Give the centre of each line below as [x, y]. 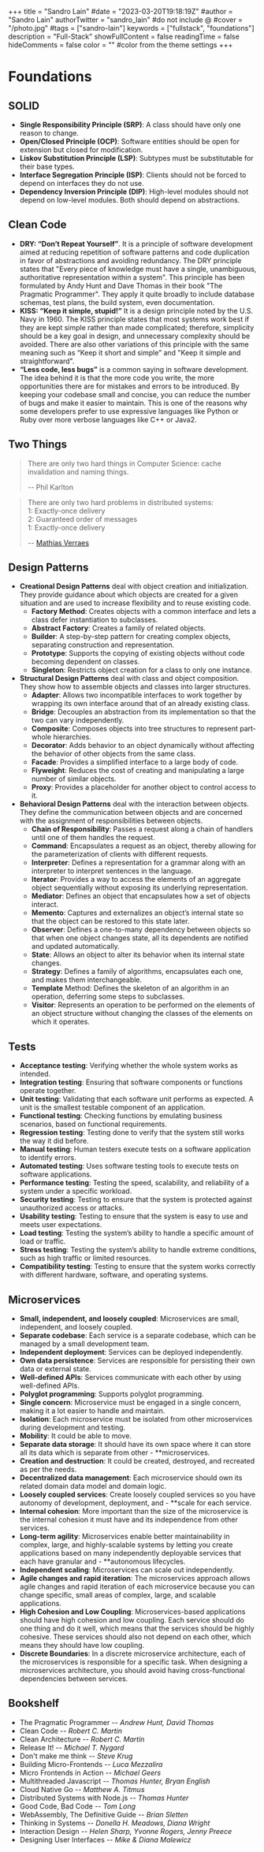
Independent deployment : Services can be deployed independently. [131, 1352]
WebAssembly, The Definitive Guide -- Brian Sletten [104, 1814]
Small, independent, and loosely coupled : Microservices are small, [129, 1318]
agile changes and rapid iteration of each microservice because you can [137, 1586]
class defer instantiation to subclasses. [95, 620]
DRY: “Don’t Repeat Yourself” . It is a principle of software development [136, 244]
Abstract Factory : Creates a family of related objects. [119, 628]
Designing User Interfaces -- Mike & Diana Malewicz [105, 1839]
